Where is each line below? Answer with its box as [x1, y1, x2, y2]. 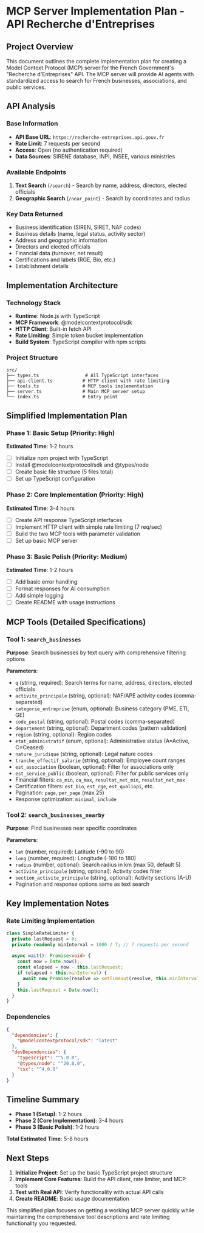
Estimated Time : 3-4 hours [6, 504, 75, 512]
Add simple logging [15, 592, 64, 599]
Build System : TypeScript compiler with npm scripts [15, 338, 146, 345]
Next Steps [6, 1153, 49, 1163]
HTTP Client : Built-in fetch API [15, 325, 92, 333]
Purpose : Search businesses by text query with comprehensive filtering [6, 649, 186, 656]
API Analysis [6, 101, 56, 111]
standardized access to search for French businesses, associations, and [6, 77, 187, 84]
